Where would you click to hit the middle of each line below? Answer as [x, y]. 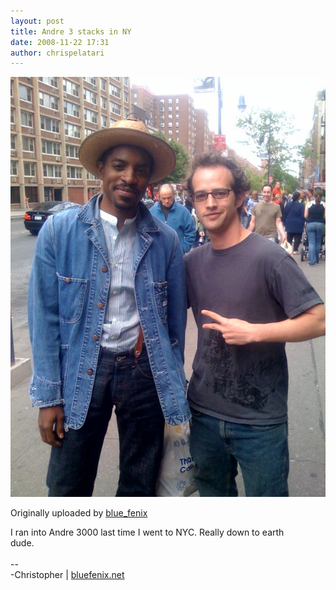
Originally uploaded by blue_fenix [79, 513]
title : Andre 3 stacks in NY [71, 31]
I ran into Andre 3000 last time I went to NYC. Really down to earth [147, 532]
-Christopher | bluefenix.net [67, 575]
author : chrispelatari [57, 53]
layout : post [37, 21]
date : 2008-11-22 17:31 [60, 42]
